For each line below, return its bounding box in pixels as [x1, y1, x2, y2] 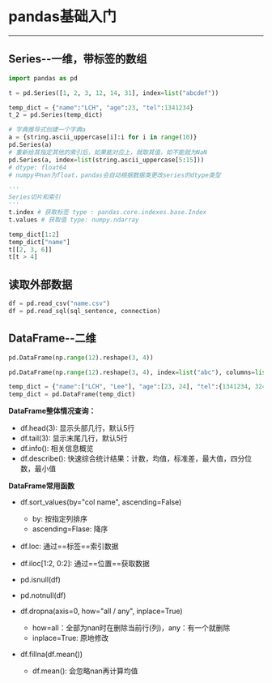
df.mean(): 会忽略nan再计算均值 [32, 666, 138, 676]
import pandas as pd [8, 74, 79, 82]
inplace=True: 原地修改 [32, 634, 109, 643]
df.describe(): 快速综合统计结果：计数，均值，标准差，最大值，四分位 [19, 453, 253, 463]
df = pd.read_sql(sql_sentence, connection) [8, 307, 161, 315]
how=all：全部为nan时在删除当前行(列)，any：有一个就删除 [32, 623, 231, 633]
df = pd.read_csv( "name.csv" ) [8, 299, 111, 308]
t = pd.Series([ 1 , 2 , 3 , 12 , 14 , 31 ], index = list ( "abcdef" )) [8, 88, 219, 97]
